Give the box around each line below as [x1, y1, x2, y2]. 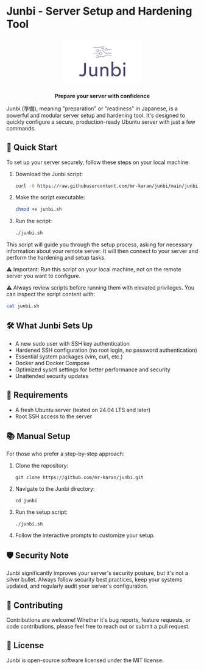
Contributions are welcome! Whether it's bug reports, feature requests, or [6, 616, 191, 624]
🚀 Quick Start [6, 142, 58, 153]
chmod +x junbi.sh [15, 206, 62, 213]
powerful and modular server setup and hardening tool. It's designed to [6, 112, 186, 119]
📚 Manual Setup [6, 431, 71, 441]
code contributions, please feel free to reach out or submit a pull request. [6, 623, 190, 630]
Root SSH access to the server [15, 413, 93, 420]
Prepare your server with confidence [54, 92, 150, 99]
